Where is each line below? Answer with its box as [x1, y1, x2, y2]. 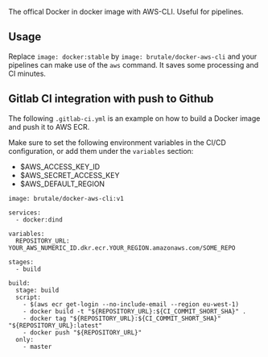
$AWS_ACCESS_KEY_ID [19, 161, 101, 172]
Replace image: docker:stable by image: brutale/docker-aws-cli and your [8, 52, 258, 61]
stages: [8, 258, 35, 266]
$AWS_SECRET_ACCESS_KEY [19, 170, 120, 180]
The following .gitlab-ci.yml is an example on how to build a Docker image [8, 113, 261, 123]
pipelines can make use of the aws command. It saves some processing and [8, 60, 259, 69]
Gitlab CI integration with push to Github [8, 92, 214, 106]
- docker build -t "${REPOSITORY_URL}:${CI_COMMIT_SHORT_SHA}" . [23, 307, 247, 315]
